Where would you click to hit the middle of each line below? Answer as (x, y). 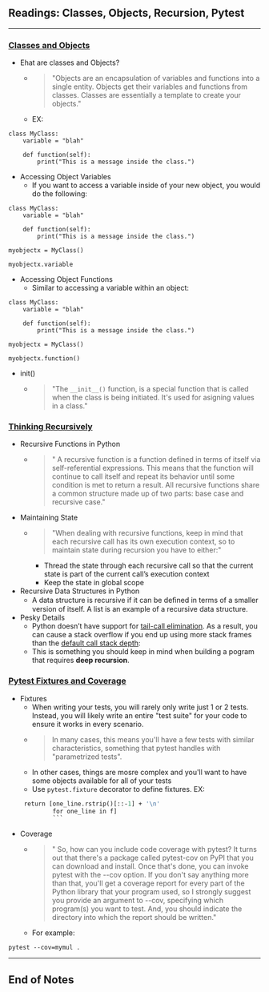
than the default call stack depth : (86, 643)
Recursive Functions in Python (70, 444)
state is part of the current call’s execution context (126, 574)
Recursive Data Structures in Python (80, 591)
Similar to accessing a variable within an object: (110, 288)
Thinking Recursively (51, 427)
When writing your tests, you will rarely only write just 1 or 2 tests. (140, 707)
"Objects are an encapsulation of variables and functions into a (156, 78)
